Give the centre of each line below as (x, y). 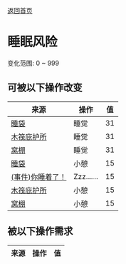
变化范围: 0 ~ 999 (33, 63)
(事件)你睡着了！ (39, 177)
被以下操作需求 (40, 232)
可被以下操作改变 (45, 88)
